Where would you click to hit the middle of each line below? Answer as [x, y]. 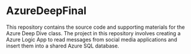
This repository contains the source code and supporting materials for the [95, 27]
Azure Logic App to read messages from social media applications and [92, 39]
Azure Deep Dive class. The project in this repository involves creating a [93, 33]
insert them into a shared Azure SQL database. [63, 46]
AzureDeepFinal [46, 11]
